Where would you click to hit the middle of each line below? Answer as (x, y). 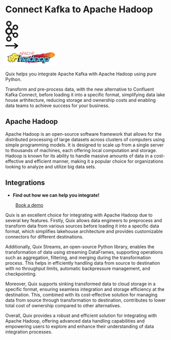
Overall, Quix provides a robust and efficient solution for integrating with (81, 315)
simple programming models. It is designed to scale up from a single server (85, 145)
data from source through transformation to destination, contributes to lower (86, 300)
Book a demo (29, 205)
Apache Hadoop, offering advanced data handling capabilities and (75, 321)
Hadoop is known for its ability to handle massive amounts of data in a (79, 156)
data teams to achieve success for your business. (57, 105)
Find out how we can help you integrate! (56, 195)
